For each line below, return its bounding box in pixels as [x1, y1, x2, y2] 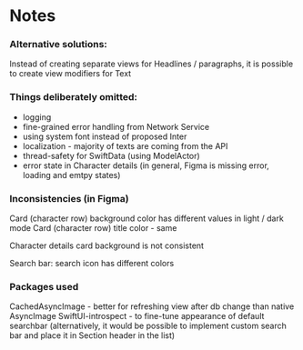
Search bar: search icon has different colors [9, 258, 175, 269]
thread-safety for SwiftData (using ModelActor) [22, 150, 200, 161]
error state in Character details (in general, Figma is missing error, [22, 160, 270, 171]
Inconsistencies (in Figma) [9, 192, 129, 205]
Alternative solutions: [9, 38, 107, 51]
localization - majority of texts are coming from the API [22, 140, 228, 151]
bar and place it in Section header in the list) [9, 330, 176, 341]
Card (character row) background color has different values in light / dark [9, 213, 284, 224]
